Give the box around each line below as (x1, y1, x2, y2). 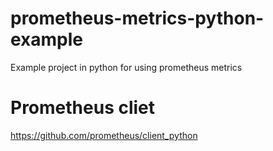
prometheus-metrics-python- (10, 7, 265, 30)
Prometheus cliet (10, 97, 156, 119)
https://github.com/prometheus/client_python (10, 129, 198, 141)
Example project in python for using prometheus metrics (10, 61, 243, 73)
